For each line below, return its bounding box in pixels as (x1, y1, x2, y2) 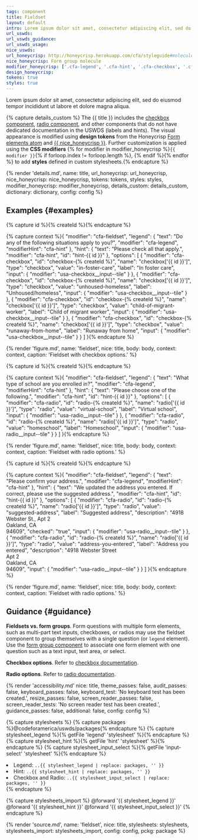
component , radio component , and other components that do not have (6, 121, 177, 127)
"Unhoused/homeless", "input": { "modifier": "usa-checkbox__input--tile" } (6, 289, 187, 296)
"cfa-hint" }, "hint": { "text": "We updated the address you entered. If (6, 483, 173, 491)
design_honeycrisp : (6, 69, 54, 75)
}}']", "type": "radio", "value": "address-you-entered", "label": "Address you (6, 540, 189, 547)
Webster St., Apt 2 (6, 515, 51, 522)
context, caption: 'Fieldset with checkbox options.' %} (6, 351, 137, 358)
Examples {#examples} (6, 205, 94, 216)
